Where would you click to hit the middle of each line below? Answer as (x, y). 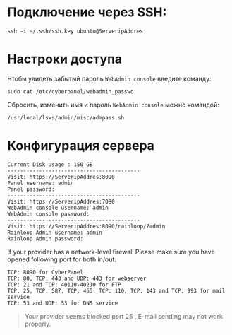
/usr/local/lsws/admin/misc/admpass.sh (66, 117)
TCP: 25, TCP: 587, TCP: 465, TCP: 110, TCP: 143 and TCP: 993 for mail (116, 290)
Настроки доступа (65, 59)
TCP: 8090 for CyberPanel (45, 272)
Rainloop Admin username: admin (55, 233)
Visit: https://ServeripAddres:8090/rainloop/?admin (86, 226)
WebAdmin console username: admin (58, 208)
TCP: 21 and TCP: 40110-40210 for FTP (64, 284)
